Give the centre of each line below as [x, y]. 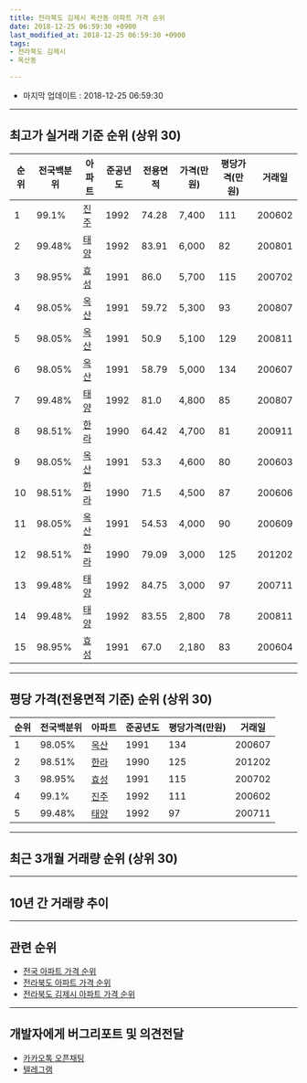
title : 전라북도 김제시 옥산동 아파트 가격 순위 [87, 18]
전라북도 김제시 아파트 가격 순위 [79, 994]
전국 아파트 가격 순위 [59, 972]
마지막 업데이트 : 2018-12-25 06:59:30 [93, 96]
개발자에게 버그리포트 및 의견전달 [97, 1034]
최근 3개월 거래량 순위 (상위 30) [94, 859]
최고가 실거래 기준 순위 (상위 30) [95, 136]
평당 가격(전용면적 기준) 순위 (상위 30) [111, 700]
